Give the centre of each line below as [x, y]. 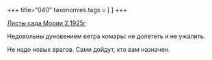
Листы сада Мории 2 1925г [47, 23]
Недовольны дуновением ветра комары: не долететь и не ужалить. [106, 36]
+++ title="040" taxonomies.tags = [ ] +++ [67, 10]
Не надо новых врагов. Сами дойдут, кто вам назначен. [89, 49]
